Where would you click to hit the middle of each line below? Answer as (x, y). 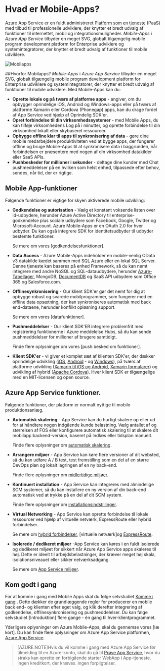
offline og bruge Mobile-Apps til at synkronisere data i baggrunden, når (85, 146)
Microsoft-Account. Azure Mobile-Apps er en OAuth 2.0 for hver (78, 225)
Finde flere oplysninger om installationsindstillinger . (64, 504)
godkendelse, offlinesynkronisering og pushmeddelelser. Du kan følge (77, 613)
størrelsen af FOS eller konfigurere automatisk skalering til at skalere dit (85, 430)
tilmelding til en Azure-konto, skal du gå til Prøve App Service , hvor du (88, 653)
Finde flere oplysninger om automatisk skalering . (62, 445)
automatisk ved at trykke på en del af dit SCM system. (67, 495)
